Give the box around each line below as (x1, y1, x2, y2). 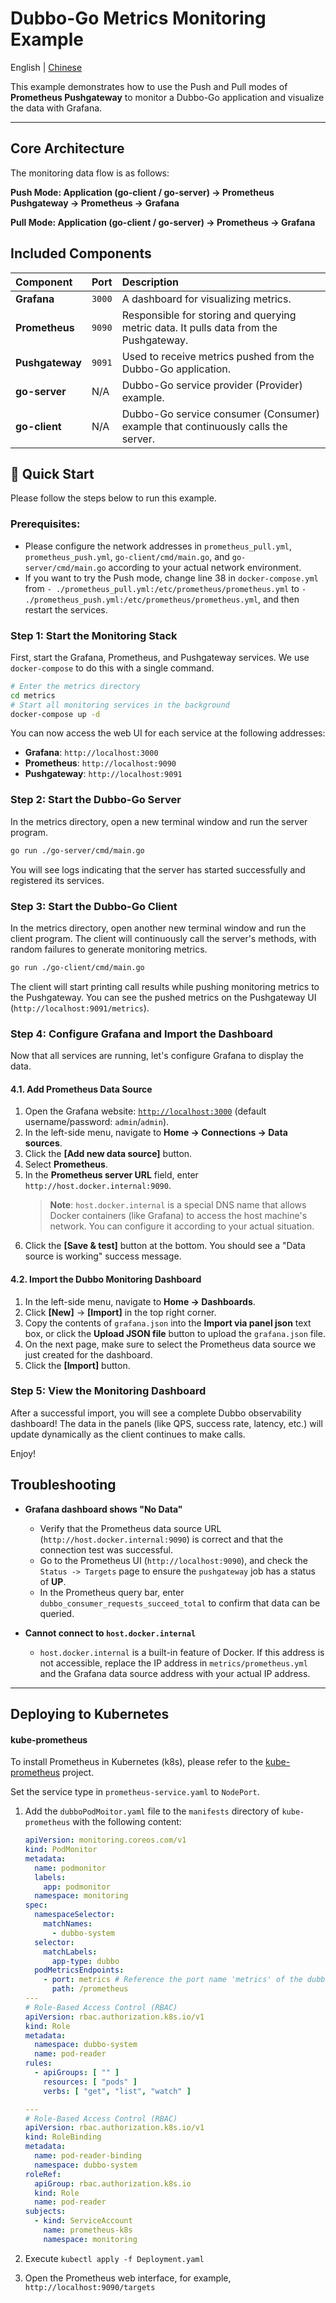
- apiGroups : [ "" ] (34, 2068, 120, 2078)
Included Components (10, 245, 152, 262)
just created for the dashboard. (24, 1348, 153, 1361)
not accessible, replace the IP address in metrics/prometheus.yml (39, 1657, 308, 1669)
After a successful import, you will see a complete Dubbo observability (10, 1407, 302, 1419)
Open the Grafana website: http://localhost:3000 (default (24, 1105, 267, 1117)
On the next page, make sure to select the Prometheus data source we (24, 1338, 317, 1350)
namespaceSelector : (34, 1910, 115, 1920)
